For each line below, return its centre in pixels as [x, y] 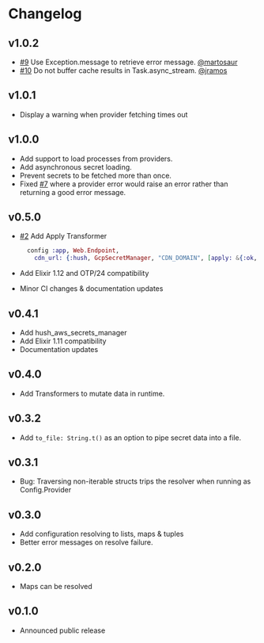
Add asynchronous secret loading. [75, 166]
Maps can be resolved [56, 587]
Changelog [45, 14]
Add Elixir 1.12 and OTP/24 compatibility [84, 274]
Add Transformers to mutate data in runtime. [92, 393]
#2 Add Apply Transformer [63, 236]
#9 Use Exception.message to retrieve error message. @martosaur [128, 62]
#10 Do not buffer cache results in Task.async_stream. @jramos [123, 71]
